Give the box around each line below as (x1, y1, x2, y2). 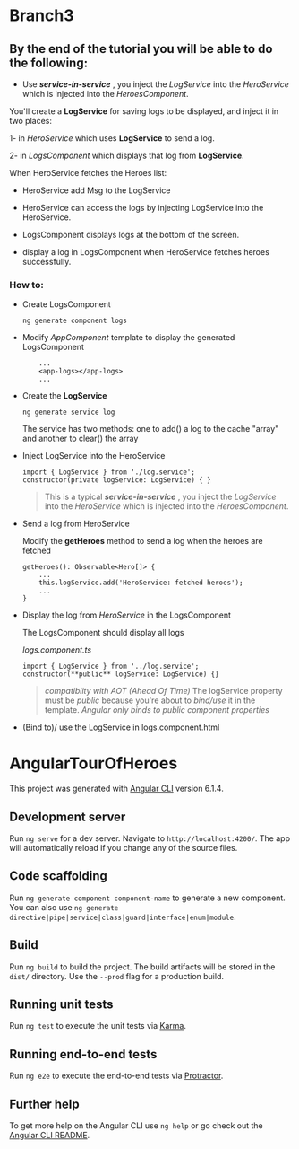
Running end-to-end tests (9, 1047, 158, 1062)
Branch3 (9, 5, 74, 26)
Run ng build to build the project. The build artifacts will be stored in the (9, 961, 276, 972)
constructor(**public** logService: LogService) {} (21, 670, 219, 679)
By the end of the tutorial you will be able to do (9, 41, 273, 57)
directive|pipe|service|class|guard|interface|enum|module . (9, 911, 236, 922)
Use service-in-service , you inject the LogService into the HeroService (21, 79, 289, 90)
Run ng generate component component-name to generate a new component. (9, 892, 286, 903)
